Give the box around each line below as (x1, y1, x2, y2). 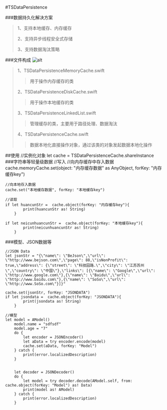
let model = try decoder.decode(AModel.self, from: (23, 379, 133, 384)
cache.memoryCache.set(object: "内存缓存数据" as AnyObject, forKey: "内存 (5, 165, 162, 171)
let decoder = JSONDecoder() (14, 370, 75, 375)
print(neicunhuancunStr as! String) (23, 225, 99, 230)
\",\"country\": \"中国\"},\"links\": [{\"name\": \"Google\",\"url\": (5, 268, 156, 273)
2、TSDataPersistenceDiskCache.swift (17, 89, 97, 94)
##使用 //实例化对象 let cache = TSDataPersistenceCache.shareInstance (5, 152, 154, 158)
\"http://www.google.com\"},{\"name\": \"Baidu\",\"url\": (5, 273, 131, 278)
